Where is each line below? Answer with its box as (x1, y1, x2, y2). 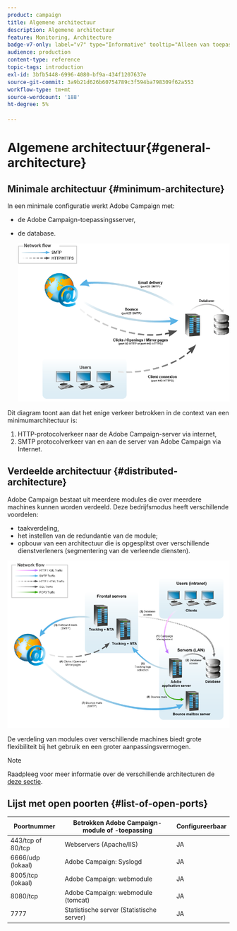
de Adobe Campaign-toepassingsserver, (17, 216, 136, 224)
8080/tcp (10, 892, 39, 901)
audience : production (7, 49, 71, 56)
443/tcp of (10, 836, 42, 845)
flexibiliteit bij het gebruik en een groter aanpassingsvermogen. (7, 742, 191, 751)
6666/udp (10, 853, 40, 862)
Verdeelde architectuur (7, 466, 111, 478)
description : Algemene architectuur (7, 26, 115, 33)
